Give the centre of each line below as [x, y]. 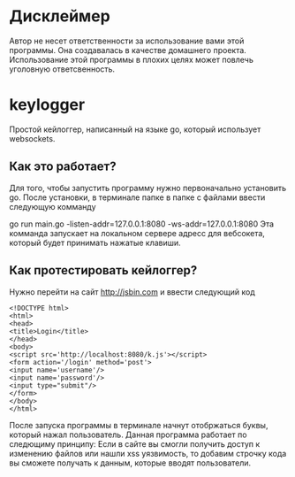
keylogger [47, 105]
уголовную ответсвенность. [62, 69]
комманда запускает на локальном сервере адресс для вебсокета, [137, 233]
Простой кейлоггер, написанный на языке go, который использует [135, 129]
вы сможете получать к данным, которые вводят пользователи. [130, 463]
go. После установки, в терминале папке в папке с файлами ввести [137, 197]
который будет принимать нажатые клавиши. [95, 242]
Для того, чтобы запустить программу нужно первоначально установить [148, 188]
